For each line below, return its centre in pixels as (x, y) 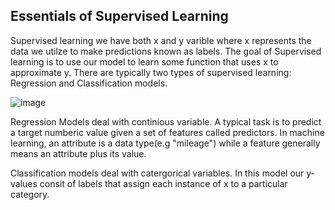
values (24, 183)
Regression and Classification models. (89, 83)
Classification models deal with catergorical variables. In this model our (157, 173)
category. (30, 194)
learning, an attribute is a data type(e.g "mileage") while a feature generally (165, 143)
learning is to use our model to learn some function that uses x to (144, 61)
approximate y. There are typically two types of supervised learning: (151, 72)
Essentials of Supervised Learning (119, 16)
